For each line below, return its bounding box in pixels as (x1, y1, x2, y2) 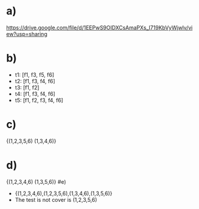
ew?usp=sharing (6, 30, 48, 37)
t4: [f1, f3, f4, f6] (14, 90, 56, 97)
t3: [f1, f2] (14, 84, 40, 91)
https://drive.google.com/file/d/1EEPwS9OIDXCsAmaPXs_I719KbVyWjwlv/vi (6, 24, 193, 31)
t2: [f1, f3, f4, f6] (14, 77, 56, 84)
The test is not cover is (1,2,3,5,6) (14, 196, 98, 203)
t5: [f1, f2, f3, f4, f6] (14, 96, 64, 104)
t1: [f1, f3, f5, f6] (14, 71, 55, 78)
